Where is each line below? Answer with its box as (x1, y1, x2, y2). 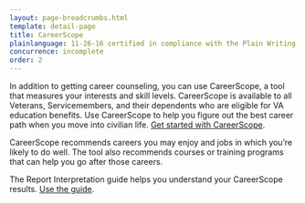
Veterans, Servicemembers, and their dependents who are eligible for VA (9, 100, 285, 110)
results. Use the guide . (9, 184, 95, 194)
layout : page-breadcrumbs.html (9, 13, 129, 23)
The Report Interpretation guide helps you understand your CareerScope (9, 174, 283, 185)
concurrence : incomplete (9, 47, 104, 56)
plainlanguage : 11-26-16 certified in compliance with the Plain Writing (9, 38, 297, 48)
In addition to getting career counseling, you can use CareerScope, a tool (9, 81, 285, 91)
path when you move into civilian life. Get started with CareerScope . (9, 119, 266, 130)
